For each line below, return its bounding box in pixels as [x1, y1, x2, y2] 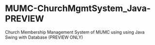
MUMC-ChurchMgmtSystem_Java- [5, 3, 151, 14]
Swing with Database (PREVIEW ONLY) [5, 34, 83, 40]
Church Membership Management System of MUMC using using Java [5, 29, 145, 35]
